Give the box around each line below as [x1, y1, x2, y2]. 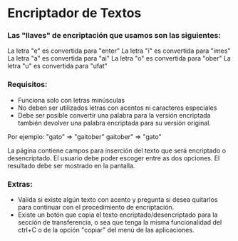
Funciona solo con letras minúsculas [17, 96, 125, 104]
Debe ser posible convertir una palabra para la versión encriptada [17, 111, 211, 119]
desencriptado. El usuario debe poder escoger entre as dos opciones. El [7, 153, 220, 162]
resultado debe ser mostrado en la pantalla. [7, 161, 135, 170]
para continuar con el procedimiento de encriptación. [17, 203, 175, 212]
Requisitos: [7, 80, 48, 90]
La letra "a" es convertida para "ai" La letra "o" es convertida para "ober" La [7, 54, 232, 63]
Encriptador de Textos [7, 5, 142, 21]
